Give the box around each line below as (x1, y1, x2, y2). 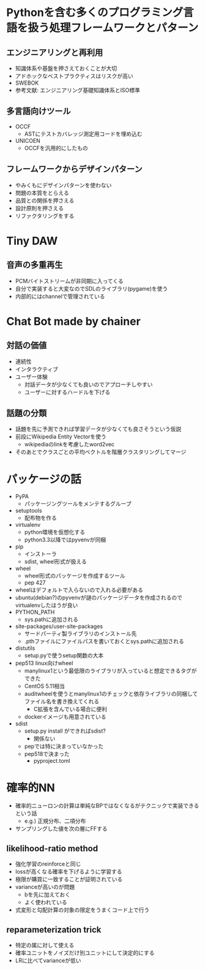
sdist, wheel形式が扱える (24, 558, 87, 565)
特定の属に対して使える (15, 941, 75, 949)
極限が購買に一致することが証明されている (15, 876, 123, 883)
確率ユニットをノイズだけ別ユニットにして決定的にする (15, 949, 155, 957)
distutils (15, 644, 35, 652)
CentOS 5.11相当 (24, 682, 65, 690)
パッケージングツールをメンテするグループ (24, 500, 132, 508)
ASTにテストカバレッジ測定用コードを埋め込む (24, 130, 143, 137)
